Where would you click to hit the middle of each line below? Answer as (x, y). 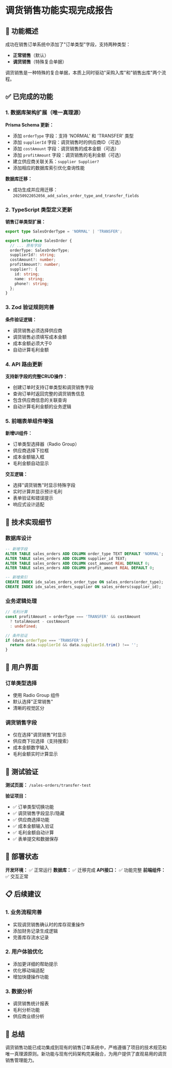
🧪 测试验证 (22, 772)
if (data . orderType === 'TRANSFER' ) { (47, 640)
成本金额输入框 (28, 457)
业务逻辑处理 (21, 601)
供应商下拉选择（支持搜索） (42, 741)
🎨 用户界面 (22, 667)
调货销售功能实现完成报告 (59, 11)
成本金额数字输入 (31, 748)
